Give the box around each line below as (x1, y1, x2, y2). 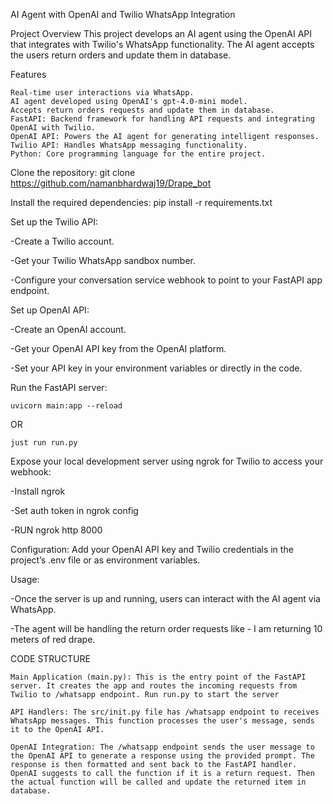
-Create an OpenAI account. (10, 324, 127, 335)
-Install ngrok (10, 485, 66, 497)
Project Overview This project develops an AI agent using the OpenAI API (10, 28, 313, 39)
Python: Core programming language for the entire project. (10, 149, 267, 159)
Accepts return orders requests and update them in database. (10, 105, 275, 115)
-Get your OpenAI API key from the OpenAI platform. (10, 343, 227, 354)
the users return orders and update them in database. (10, 49, 232, 61)
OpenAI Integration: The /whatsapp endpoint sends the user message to (10, 742, 315, 752)
